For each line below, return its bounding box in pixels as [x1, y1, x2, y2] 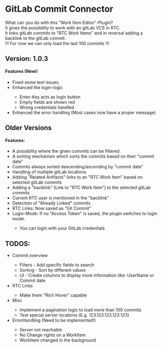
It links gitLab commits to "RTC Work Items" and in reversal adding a [5, 30, 143, 36]
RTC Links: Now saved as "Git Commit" [12, 206, 92, 211]
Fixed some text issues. [12, 79, 60, 85]
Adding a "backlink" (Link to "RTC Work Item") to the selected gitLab [12, 185, 151, 190]
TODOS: [5, 239, 30, 248]
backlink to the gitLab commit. [5, 35, 66, 41]
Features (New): [5, 68, 39, 74]
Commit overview [12, 252, 48, 258]
